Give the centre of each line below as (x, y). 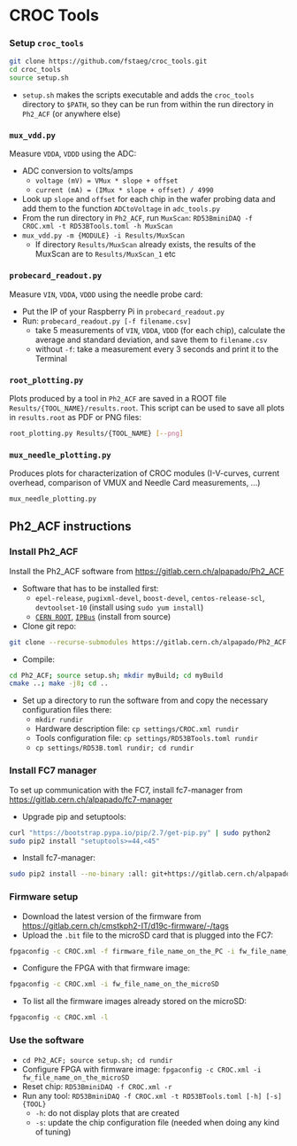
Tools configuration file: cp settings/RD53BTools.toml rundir (147, 738)
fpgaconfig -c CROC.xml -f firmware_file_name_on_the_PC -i (122, 951)
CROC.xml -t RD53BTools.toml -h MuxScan (97, 227)
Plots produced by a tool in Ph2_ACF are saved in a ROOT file (118, 398)
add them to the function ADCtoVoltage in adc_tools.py (121, 208)
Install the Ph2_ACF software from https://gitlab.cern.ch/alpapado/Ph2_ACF (147, 571)
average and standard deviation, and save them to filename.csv (151, 339)
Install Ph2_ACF (44, 552)
